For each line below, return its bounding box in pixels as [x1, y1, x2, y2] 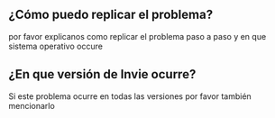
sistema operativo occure [8, 41, 103, 51]
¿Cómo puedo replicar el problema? [8, 7, 214, 23]
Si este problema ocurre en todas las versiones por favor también [8, 90, 252, 102]
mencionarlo [8, 100, 55, 111]
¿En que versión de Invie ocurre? [8, 67, 197, 82]
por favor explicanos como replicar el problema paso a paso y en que [8, 31, 267, 41]
